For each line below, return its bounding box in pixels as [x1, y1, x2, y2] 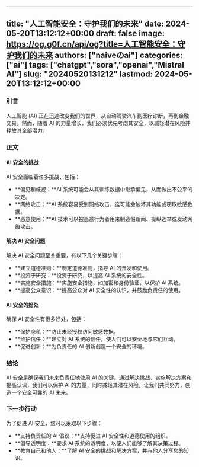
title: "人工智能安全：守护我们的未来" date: [6, 19, 164, 29]
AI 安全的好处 [6, 301, 39, 308]
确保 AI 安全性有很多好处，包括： [6, 315, 87, 323]
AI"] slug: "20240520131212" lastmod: [6, 69, 153, 79]
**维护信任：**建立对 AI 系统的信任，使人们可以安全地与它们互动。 [14, 335, 179, 343]
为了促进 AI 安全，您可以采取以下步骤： [6, 419, 102, 427]
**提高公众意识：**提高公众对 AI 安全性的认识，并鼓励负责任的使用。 [14, 287, 184, 294]
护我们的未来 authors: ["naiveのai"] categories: [6, 50, 184, 60]
